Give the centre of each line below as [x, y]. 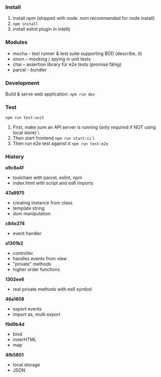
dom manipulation [32, 214]
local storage [26, 365]
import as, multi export [36, 314]
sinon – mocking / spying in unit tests [51, 59]
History [15, 157]
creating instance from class [43, 203]
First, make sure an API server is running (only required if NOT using [84, 127]
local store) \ [26, 133]
